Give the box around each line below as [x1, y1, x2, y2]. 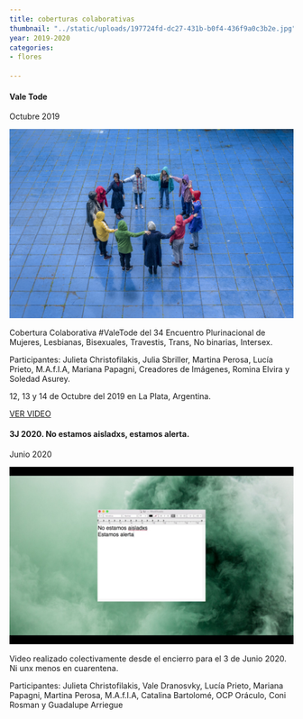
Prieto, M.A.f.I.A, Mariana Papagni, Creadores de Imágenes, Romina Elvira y [9, 363, 290, 374]
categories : [9, 43, 54, 52]
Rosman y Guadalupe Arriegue [9, 699, 124, 711]
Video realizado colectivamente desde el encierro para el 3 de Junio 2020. [9, 653, 287, 664]
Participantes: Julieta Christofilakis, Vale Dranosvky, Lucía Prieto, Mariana [9, 680, 284, 691]
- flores [9, 52, 42, 62]
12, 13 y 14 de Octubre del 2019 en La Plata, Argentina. [9, 390, 212, 401]
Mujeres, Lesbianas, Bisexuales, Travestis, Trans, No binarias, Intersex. [9, 336, 273, 347]
